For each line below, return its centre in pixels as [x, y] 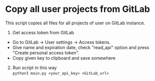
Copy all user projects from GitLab [77, 9]
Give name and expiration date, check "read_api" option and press [81, 47]
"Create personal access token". [46, 53]
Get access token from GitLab [43, 32]
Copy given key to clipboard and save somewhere [64, 58]
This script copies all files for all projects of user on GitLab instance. [75, 23]
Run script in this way [34, 68]
